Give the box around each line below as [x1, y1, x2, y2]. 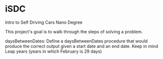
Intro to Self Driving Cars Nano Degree [5, 19, 83, 25]
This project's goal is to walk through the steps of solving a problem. [5, 29, 143, 34]
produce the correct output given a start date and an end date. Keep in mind [5, 43, 159, 49]
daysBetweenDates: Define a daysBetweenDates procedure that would [5, 38, 148, 44]
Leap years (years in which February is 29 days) [5, 48, 102, 54]
